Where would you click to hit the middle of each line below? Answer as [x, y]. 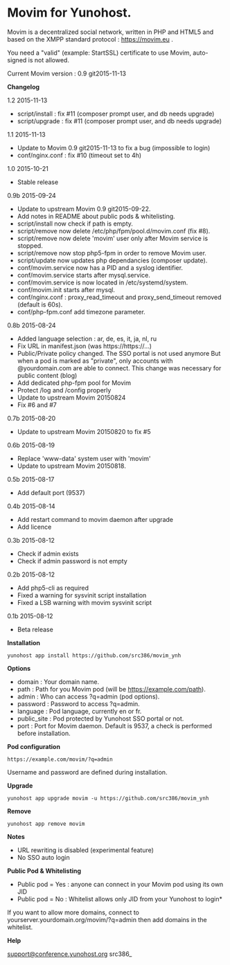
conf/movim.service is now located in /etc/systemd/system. [103, 282]
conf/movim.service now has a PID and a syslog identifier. [100, 267]
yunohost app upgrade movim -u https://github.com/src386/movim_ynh [108, 798]
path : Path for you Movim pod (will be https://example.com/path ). [111, 689]
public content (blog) [47, 375]
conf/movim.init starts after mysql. [66, 289]
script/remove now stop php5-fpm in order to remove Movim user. [112, 253]
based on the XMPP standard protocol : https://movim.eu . [90, 39]
